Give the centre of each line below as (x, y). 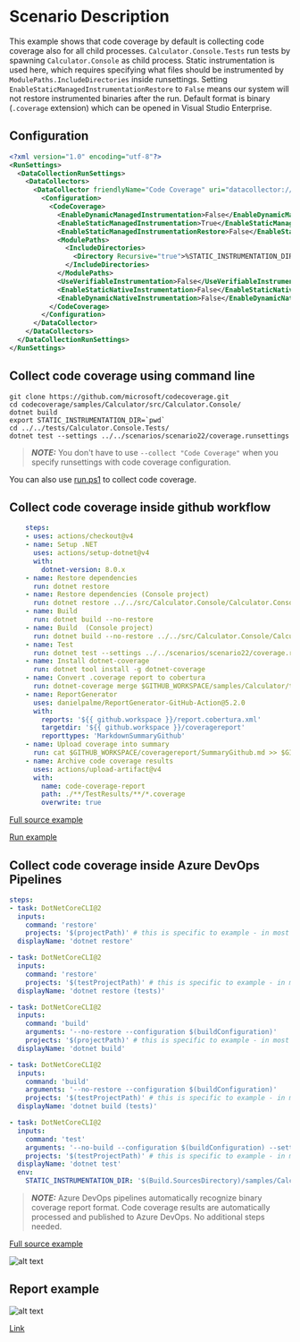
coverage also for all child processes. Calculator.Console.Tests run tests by (150, 50)
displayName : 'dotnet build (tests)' (87, 1107)
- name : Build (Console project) (89, 628)
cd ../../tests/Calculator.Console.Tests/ (89, 428)
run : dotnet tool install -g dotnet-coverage (119, 670)
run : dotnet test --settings (87, 653)
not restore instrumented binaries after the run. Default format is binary (140, 98)
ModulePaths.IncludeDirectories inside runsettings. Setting (118, 79)
